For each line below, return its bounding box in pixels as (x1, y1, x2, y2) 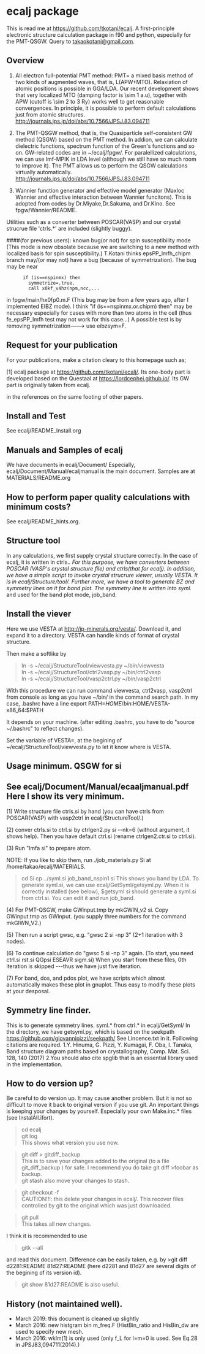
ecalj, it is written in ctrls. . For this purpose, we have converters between (6, 558, 190, 566)
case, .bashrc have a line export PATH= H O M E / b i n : (6, 699, 133, 707)
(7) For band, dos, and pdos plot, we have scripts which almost (6, 974, 165, 982)
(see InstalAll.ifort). (6, 1114, 54, 1121)
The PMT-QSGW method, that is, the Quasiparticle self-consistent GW (15, 129, 193, 136)
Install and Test (6, 410, 66, 421)
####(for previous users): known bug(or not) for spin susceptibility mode (6, 236, 191, 244)
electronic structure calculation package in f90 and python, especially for (6, 31, 192, 38)
